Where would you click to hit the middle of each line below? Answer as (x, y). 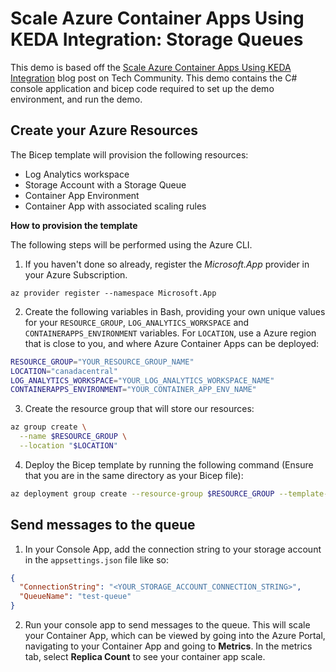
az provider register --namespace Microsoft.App (113, 293)
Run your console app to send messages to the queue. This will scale (167, 625)
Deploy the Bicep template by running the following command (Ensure (169, 464)
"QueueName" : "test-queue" (75, 597)
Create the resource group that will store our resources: (139, 409)
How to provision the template (74, 225)
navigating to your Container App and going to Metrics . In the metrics (168, 646)
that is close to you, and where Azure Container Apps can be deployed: (172, 343)
